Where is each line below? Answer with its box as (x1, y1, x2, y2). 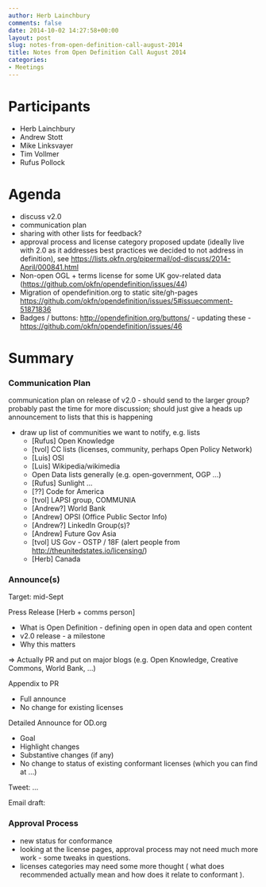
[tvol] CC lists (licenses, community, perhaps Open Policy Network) (31, 445, 253, 454)
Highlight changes (19, 742, 80, 751)
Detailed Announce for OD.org (8, 718, 107, 727)
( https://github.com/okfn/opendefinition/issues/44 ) (19, 279, 188, 288)
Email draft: (8, 798, 46, 808)
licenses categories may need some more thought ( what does (19, 861, 225, 870)
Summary (8, 349, 74, 367)
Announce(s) (8, 574, 60, 585)
